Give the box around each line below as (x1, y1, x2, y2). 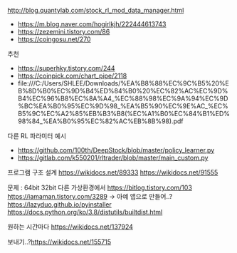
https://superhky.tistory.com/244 (17, 64, 115, 72)
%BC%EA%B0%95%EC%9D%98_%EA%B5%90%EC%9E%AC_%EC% (17, 102, 229, 110)
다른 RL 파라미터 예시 (7, 132, 66, 140)
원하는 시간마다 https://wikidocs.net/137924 (7, 222, 134, 231)
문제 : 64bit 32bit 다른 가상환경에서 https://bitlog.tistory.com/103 (7, 183, 192, 192)
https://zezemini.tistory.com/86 (17, 28, 110, 36)
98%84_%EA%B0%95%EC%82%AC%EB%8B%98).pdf (17, 117, 184, 125)
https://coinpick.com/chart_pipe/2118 (17, 71, 127, 80)
